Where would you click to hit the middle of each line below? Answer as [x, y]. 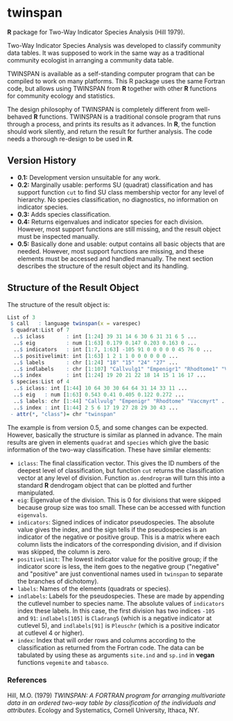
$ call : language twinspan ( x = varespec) [75, 324]
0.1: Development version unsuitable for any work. [89, 177]
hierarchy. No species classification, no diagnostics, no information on [118, 199]
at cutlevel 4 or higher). [51, 633]
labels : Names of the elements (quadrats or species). [94, 588]
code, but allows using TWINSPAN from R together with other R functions [112, 88]
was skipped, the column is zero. [64, 552]
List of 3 [21, 317]
